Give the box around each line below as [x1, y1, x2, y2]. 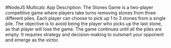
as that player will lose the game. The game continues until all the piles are [5, 26, 162, 32]
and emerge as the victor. [5, 37, 59, 43]
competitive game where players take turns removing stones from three [5, 10, 156, 16]
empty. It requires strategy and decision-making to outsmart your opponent [5, 32, 164, 37]
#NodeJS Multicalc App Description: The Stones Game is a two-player [5, 5, 154, 10]
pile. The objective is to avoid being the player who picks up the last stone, [5, 20, 162, 27]
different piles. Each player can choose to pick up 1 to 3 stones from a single [5, 15, 166, 21]
